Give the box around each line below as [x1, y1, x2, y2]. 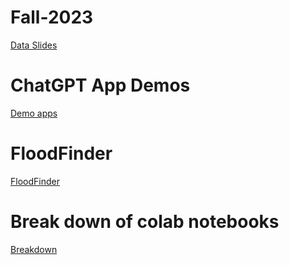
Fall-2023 [10, 6, 94, 29]
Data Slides [10, 39, 58, 51]
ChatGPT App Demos [10, 74, 191, 97]
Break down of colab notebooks [10, 211, 280, 233]
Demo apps [10, 107, 58, 119]
